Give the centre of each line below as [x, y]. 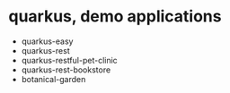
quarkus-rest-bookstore [66, 70]
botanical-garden [53, 79]
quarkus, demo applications [115, 17]
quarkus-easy [47, 41]
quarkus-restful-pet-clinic [69, 60]
